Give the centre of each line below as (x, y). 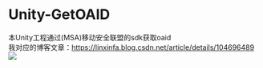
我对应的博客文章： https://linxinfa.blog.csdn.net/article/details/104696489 (131, 47)
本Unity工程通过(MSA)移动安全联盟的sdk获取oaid (90, 37)
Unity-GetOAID (59, 15)
